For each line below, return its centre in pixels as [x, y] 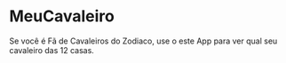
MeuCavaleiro [62, 16]
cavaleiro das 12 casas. [52, 50]
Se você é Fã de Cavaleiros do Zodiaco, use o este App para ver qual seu [143, 41]
